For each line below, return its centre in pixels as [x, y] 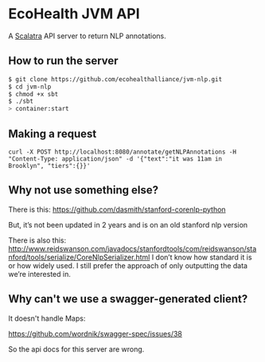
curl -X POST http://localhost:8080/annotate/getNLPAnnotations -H [123, 152]
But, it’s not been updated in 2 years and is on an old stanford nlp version [128, 224]
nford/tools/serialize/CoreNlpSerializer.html [79, 257]
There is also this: [37, 240]
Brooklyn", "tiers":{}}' [49, 165]
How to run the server [63, 61]
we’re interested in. [40, 274]
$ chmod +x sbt [33, 94]
